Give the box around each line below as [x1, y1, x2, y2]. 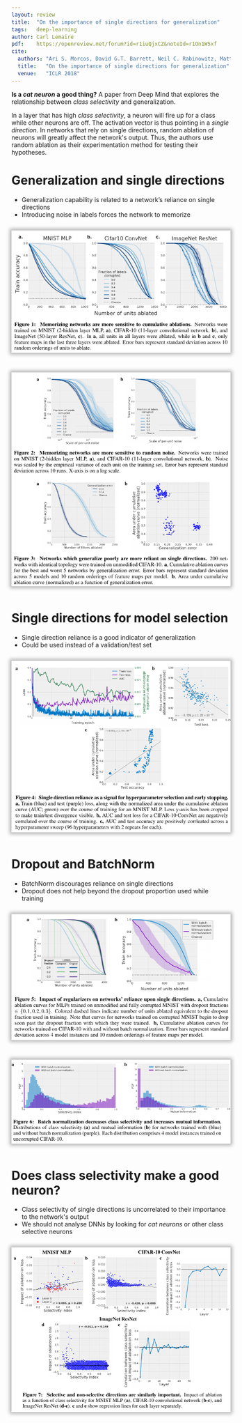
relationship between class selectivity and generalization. [11, 98, 176, 106]
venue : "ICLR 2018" [17, 70, 81, 77]
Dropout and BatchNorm [11, 856, 155, 872]
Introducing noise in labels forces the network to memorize [21, 210, 191, 219]
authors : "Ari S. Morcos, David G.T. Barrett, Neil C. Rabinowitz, [17, 56, 218, 63]
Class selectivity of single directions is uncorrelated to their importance [21, 1206, 226, 1214]
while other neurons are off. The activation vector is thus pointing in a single [11, 118, 229, 127]
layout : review [11, 11, 56, 18]
